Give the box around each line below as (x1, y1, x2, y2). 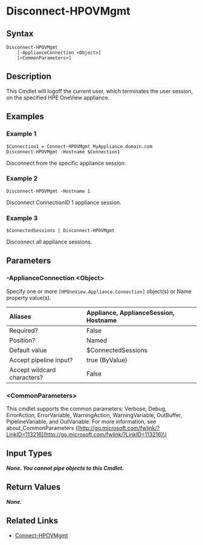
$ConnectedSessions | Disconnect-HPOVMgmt (6, 228, 115, 234)
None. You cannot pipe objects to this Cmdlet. (6, 464, 124, 472)
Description (6, 71, 51, 82)
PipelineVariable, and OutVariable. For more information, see (6, 418, 156, 425)
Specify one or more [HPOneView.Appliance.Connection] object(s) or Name (6, 288, 192, 295)
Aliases (9, 312, 31, 320)
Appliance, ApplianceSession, (86, 308, 175, 317)
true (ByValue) (86, 355, 128, 364)
